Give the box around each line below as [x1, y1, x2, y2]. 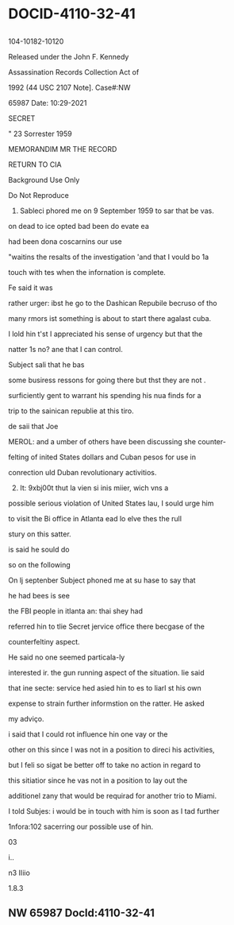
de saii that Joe [8, 421, 59, 431]
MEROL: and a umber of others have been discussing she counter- [8, 436, 226, 446]
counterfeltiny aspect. [8, 637, 81, 646]
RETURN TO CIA [8, 160, 62, 169]
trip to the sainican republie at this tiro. [8, 406, 135, 416]
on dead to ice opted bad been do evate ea [8, 221, 149, 230]
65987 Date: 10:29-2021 [8, 98, 87, 107]
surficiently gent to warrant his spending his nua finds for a [8, 390, 201, 400]
